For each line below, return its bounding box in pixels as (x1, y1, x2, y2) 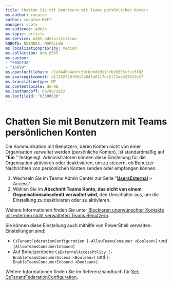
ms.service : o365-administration (5, 36, 77, 42)
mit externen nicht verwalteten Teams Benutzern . (5, 213, 110, 219)
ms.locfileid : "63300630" (5, 93, 61, 99)
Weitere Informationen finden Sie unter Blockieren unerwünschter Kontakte (5, 207, 164, 213)
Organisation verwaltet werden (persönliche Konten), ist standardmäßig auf (5, 149, 165, 155)
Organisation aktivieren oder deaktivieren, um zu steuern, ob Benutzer (5, 160, 154, 166)
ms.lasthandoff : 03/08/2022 (5, 88, 66, 94)
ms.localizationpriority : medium (5, 46, 77, 51)
